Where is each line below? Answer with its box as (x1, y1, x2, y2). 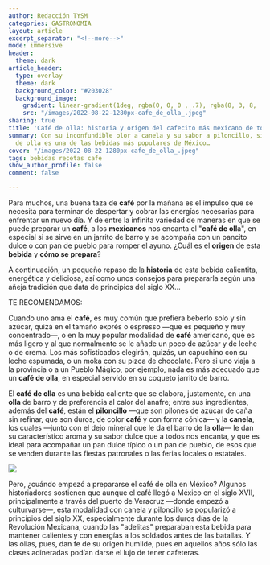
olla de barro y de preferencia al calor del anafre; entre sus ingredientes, (8, 398, 249, 406)
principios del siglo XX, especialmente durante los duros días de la (8, 513, 229, 523)
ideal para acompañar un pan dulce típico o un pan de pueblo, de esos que (8, 440, 257, 449)
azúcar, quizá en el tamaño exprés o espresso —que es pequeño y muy (8, 322, 246, 331)
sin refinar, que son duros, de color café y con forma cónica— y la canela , (8, 414, 255, 423)
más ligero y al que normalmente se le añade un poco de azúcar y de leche (8, 339, 257, 348)
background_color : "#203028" (15, 86, 113, 95)
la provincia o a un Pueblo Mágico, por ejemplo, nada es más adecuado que (8, 365, 260, 374)
